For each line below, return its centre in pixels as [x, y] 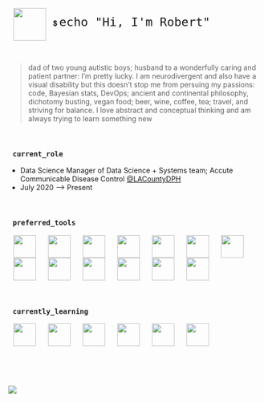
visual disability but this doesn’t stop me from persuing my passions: [141, 85]
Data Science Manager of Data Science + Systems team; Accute [126, 171]
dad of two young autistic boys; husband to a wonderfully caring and [142, 67]
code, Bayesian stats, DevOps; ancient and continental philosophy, [138, 93]
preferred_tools [44, 223]
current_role [38, 154]
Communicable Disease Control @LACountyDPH [100, 179]
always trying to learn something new [90, 119]
